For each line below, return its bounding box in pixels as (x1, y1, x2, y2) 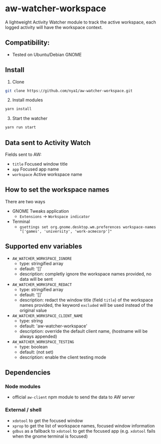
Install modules (12, 97, 43, 103)
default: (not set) (19, 349, 54, 355)
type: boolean (19, 344, 48, 349)
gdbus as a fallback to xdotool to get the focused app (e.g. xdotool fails (12, 428, 156, 434)
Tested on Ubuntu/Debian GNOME (12, 51, 82, 57)
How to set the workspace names (5, 186, 109, 194)
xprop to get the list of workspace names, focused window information (12, 422, 155, 429)
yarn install (5, 106, 32, 112)
